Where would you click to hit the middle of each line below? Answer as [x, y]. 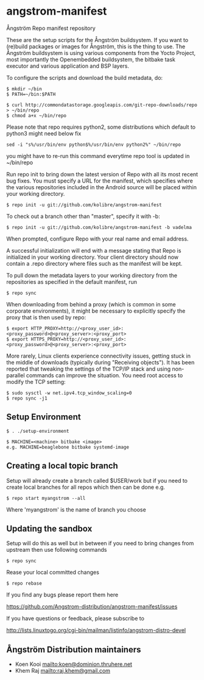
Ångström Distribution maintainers [74, 649]
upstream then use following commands [57, 550]
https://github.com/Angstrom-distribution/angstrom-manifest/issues [92, 607]
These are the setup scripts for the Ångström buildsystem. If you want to [97, 40]
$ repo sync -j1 [27, 398]
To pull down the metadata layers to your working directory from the [92, 275]
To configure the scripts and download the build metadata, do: [85, 78]
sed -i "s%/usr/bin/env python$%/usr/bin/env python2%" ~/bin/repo [94, 145]
